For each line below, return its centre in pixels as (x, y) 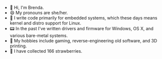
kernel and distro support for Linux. (45, 23)
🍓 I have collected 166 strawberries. (46, 51)
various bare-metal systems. (39, 36)
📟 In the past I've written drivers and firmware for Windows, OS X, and (81, 29)
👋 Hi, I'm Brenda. (27, 8)
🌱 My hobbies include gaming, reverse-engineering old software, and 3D (83, 41)
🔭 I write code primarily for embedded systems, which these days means (83, 18)
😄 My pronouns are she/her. (39, 13)
